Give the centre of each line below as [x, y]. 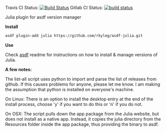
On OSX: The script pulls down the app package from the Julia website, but [82, 114]
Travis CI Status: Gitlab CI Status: [54, 8]
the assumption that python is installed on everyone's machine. [70, 89]
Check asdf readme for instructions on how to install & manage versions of [81, 55]
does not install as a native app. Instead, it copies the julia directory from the [83, 119]
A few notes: [19, 69]
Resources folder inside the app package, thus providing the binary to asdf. [82, 124]
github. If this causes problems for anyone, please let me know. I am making [83, 84]
